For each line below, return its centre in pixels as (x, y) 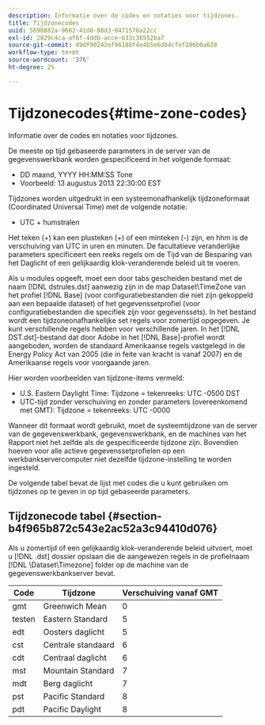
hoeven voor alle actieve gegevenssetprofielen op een (97, 451)
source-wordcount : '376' (49, 60)
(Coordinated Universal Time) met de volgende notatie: (98, 206)
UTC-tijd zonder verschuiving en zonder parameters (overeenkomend (133, 401)
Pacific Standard (74, 696)
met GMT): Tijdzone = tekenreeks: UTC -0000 (95, 410)
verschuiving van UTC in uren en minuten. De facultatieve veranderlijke (124, 246)
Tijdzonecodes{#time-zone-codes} (128, 113)
